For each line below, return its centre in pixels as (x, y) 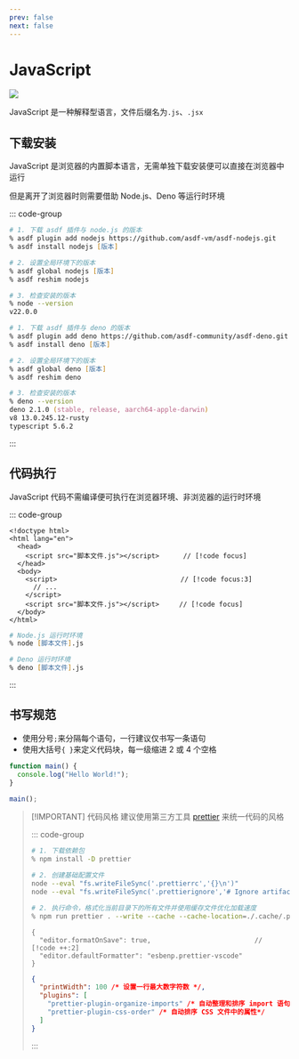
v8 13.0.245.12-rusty (49, 418)
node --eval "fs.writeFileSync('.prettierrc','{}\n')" (135, 884)
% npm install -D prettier (81, 860)
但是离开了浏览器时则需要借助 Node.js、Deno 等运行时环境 (117, 196)
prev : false (31, 17)
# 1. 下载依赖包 (58, 851)
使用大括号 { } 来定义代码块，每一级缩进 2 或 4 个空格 (119, 749)
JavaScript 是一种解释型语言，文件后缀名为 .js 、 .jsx (106, 112)
